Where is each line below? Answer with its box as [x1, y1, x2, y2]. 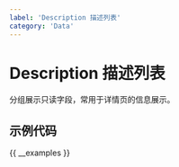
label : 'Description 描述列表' [9, 13, 121, 22]
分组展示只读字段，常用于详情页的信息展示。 [9, 94, 175, 105]
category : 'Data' [9, 22, 75, 31]
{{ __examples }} [9, 147, 70, 158]
